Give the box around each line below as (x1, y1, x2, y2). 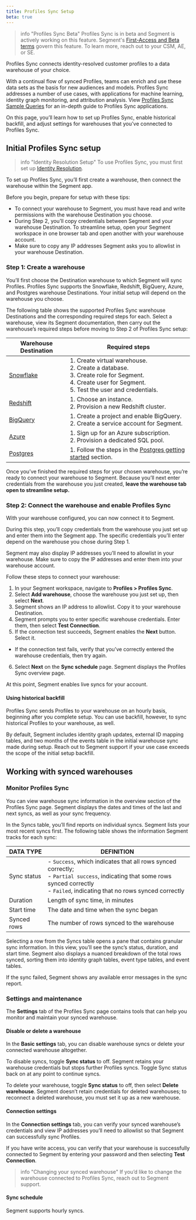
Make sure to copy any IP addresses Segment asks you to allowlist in (14, 242, 181, 249)
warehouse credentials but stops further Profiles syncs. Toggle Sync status (6, 1064, 187, 1071)
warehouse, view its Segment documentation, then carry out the (6, 319, 160, 326)
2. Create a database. (69, 363, 129, 372)
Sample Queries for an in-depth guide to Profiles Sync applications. (6, 102, 168, 109)
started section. (69, 453, 113, 461)
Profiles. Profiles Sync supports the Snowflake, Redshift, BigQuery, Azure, (6, 283, 184, 290)
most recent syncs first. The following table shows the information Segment (6, 827, 188, 834)
